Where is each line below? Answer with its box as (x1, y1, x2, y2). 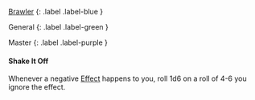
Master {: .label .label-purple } (8, 38, 109, 47)
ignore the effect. (8, 82, 66, 92)
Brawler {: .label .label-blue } (8, 7, 103, 16)
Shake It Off (8, 56, 49, 66)
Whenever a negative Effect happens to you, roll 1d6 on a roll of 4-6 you (8, 74, 247, 83)
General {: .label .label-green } (8, 22, 109, 31)
